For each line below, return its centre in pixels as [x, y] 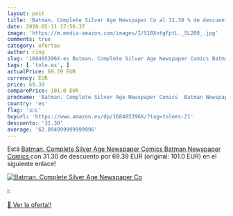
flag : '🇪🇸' [24, 110]
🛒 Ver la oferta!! [29, 205]
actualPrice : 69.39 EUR [42, 71]
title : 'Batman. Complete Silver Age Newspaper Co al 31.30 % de [103, 20]
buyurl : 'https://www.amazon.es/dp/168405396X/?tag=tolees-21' [101, 116]
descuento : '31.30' [35, 123]
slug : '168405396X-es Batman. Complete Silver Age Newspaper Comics [108, 59]
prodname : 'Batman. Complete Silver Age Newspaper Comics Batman [105, 98]
